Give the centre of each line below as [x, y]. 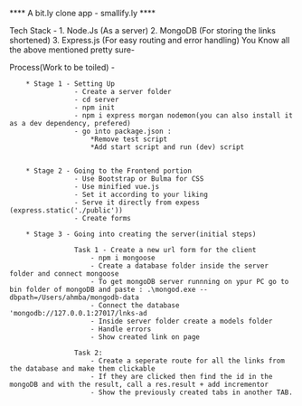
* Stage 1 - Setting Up [71, 84]
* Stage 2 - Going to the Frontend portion [109, 171]
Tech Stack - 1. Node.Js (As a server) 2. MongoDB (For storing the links [142, 30]
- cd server [96, 99]
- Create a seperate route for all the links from [187, 361]
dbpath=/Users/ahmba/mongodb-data [75, 297]
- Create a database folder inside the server [179, 266]
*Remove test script [129, 139]
